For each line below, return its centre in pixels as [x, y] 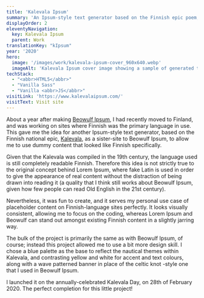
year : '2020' [23, 51]
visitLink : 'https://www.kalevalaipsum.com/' [65, 96]
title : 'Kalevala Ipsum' [38, 12]
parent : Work [28, 40]
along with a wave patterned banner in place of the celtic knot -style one [97, 263]
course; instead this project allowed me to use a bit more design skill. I [94, 244]
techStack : [20, 74]
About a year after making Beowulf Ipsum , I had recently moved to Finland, [100, 119]
